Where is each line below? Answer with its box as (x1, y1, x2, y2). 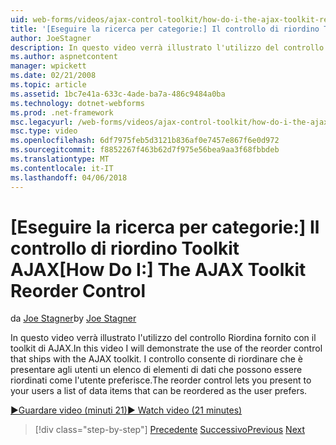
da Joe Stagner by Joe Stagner (10, 312, 137, 325)
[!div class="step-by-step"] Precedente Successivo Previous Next (34, 424, 305, 436)
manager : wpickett (10, 61, 87, 71)
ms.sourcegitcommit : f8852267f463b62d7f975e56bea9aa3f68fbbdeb (10, 145, 280, 155)
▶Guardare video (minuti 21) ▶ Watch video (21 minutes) (10, 404, 243, 416)
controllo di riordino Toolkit (10, 237, 240, 260)
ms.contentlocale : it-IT (10, 163, 114, 173)
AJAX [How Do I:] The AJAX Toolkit (10, 258, 307, 281)
